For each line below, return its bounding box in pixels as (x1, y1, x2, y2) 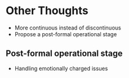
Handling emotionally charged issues (14, 64, 108, 72)
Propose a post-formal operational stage (14, 30, 117, 37)
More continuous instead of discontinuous (14, 24, 122, 31)
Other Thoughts (6, 4, 89, 18)
